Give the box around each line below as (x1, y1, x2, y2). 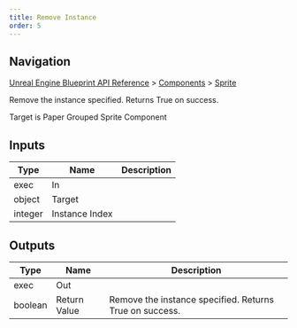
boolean (13, 299, 48, 311)
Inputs (9, 137, 46, 152)
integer (13, 207, 43, 220)
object (13, 193, 40, 206)
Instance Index (51, 207, 113, 220)
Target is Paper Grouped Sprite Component (9, 112, 168, 122)
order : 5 (9, 21, 42, 30)
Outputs (9, 238, 56, 253)
